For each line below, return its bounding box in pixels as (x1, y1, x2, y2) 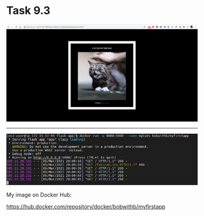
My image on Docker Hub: (6, 191, 72, 198)
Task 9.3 (6, 4, 50, 18)
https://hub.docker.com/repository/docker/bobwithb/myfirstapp (6, 203, 166, 210)
